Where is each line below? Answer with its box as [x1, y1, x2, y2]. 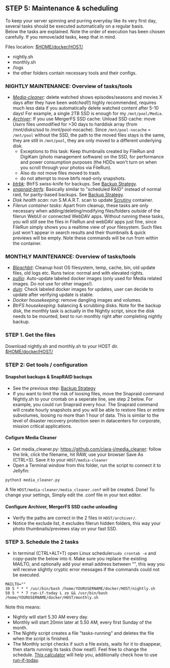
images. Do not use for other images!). [12, 281, 93, 287]
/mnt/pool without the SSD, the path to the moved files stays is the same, [12, 132, 165, 138]
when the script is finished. [12, 635, 70, 642]
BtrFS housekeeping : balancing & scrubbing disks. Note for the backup [12, 303, 161, 309]
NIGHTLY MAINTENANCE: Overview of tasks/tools [5, 83, 133, 90]
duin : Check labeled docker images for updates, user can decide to [12, 286, 154, 292]
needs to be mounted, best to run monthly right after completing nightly [12, 313, 162, 319]
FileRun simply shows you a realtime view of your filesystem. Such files [12, 224, 162, 230]
